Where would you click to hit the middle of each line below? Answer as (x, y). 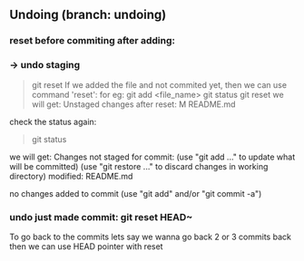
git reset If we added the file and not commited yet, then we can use (159, 84)
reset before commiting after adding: (92, 41)
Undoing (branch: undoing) (88, 15)
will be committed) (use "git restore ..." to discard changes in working (139, 166)
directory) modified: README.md (71, 176)
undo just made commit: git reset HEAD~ (101, 217)
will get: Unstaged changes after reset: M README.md (133, 104)
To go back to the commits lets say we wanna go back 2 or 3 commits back (151, 237)
